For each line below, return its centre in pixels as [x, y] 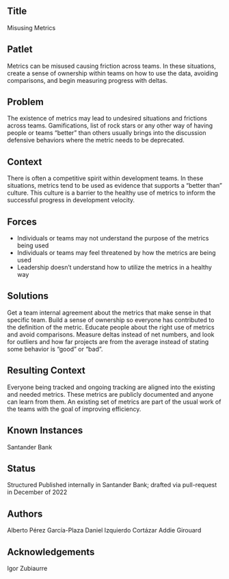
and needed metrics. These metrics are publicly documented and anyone [110, 394]
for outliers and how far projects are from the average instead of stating [108, 341]
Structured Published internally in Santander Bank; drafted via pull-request [112, 485]
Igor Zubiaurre [27, 568]
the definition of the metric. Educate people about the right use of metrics [111, 327]
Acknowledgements [51, 552]
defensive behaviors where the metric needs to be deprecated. [96, 140]
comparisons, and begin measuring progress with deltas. [87, 80]
